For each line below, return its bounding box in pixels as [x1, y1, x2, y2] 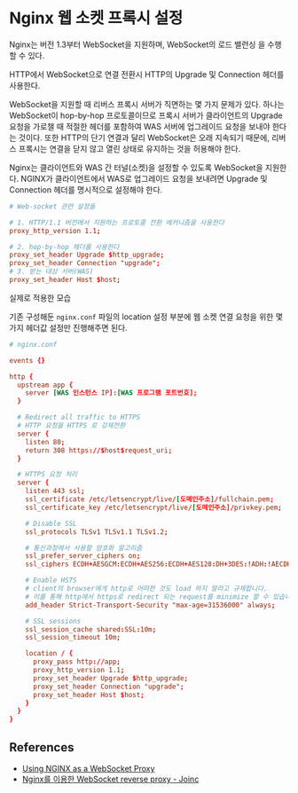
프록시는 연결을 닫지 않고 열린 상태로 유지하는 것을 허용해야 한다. [18, 143, 241, 153]
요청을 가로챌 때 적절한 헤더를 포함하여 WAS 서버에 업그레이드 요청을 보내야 [9, 121, 271, 131]
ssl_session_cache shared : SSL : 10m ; [25, 624, 157, 634]
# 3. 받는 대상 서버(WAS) [9, 267, 94, 276]
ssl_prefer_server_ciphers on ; [25, 552, 141, 561]
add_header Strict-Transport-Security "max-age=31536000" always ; [25, 601, 276, 609]
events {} [9, 356, 46, 365]
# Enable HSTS [25, 576, 77, 585]
